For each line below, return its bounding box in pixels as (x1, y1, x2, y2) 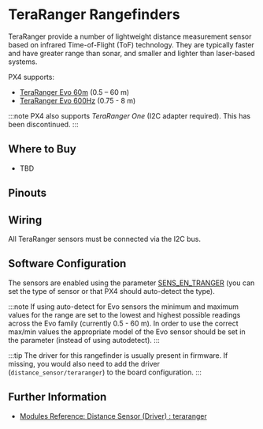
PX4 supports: (8, 72, 55, 81)
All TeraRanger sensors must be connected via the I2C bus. (8, 234, 201, 243)
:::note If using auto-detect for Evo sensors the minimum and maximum (8, 302, 239, 311)
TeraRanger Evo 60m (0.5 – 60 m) (19, 87, 130, 96)
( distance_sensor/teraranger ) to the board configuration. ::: (8, 367, 202, 377)
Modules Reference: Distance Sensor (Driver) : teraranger (19, 411, 207, 420)
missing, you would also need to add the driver (8, 359, 160, 368)
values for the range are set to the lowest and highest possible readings (8, 310, 241, 319)
